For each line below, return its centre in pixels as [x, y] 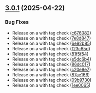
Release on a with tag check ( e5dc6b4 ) [52, 59]
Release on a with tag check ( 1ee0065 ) [51, 85]
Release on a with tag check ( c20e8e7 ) [51, 69]
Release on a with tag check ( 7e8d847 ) [51, 38]
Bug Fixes [17, 22]
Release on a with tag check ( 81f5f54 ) [50, 54]
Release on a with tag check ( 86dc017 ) [51, 64]
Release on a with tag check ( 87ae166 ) [51, 75]
